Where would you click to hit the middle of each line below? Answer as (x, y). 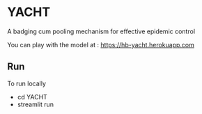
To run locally (27, 83)
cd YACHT (32, 97)
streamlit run (36, 104)
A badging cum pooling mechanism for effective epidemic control (101, 31)
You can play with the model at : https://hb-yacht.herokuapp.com (101, 44)
